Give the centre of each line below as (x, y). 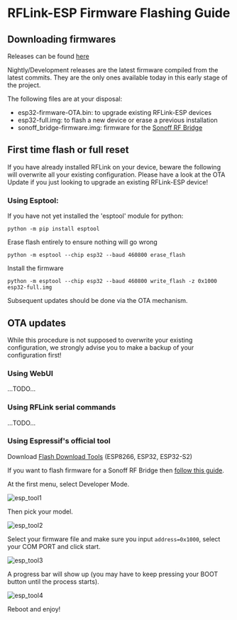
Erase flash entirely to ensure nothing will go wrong (82, 242)
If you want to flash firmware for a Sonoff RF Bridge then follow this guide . (116, 470)
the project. (24, 85)
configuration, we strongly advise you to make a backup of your (101, 347)
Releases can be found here (49, 56)
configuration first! (34, 355)
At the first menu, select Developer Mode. (68, 484)
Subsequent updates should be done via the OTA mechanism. (98, 301)
